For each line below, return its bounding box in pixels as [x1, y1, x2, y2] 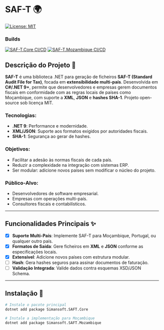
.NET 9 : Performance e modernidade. [12, 123, 88, 129]
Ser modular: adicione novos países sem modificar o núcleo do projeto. [12, 167, 156, 173]
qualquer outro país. [12, 238, 53, 244]
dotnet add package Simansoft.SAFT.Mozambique [5, 320, 102, 325]
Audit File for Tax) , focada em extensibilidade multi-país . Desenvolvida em [5, 79, 159, 85]
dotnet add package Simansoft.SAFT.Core [5, 307, 89, 312]
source [5, 100, 20, 106]
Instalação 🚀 [5, 289, 43, 298]
